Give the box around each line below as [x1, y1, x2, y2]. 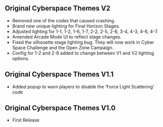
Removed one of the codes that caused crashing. [12, 17, 115, 23]
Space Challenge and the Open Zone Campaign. [12, 44, 114, 50]
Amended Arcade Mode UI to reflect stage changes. [12, 34, 121, 40]
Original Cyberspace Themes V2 [5, 4, 111, 13]
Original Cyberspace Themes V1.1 [5, 70, 114, 79]
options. [12, 55, 29, 61]
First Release [12, 117, 40, 123]
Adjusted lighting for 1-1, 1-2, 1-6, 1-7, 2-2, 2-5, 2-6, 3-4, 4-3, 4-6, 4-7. [12, 28, 158, 35]
